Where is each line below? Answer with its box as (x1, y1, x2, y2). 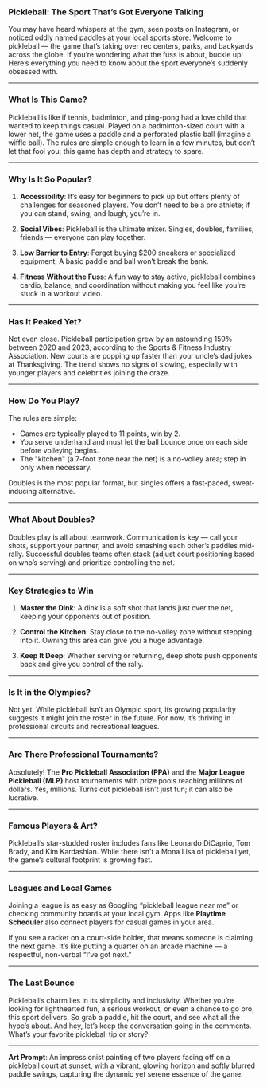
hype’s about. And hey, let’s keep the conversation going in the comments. (8, 1021, 252, 1030)
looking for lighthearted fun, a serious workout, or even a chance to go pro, (8, 1003, 254, 1014)
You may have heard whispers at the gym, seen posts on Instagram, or (8, 25, 240, 34)
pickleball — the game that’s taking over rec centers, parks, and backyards (8, 41, 253, 51)
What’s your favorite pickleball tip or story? (8, 1029, 149, 1038)
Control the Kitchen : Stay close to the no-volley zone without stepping (19, 627, 253, 637)
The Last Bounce (8, 977, 75, 988)
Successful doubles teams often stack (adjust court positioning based (25, 549, 255, 559)
